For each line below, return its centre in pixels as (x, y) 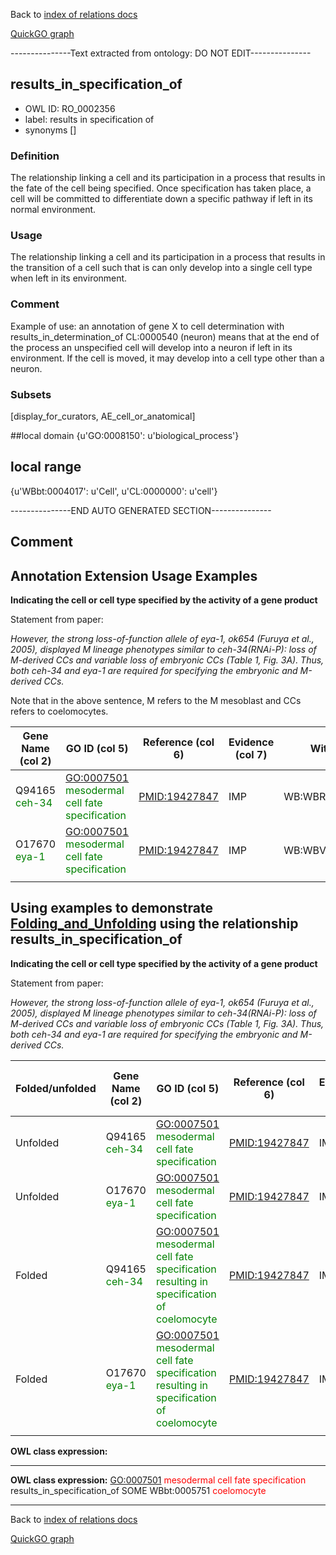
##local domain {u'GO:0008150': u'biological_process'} (125, 435)
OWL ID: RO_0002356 (70, 108)
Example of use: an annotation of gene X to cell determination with (147, 326)
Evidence (251, 742)
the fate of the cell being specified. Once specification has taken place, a (161, 188)
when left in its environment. (69, 278)
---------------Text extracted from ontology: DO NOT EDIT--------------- (161, 53)
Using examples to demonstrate (112, 908)
